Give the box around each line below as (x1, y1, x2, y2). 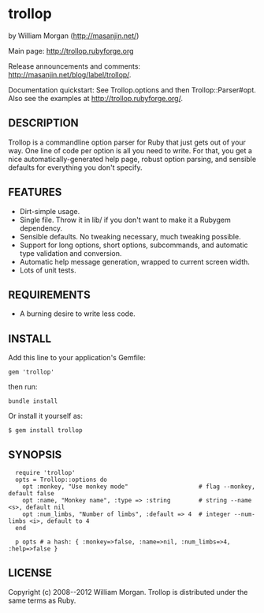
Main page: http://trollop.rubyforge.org (8, 46, 134, 55)
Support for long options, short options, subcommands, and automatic (19, 240, 248, 250)
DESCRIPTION (8, 116, 79, 130)
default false (8, 490, 55, 498)
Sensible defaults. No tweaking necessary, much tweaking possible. (19, 231, 242, 241)
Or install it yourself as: (8, 412, 83, 421)
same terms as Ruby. (8, 596, 76, 605)
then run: (8, 382, 38, 392)
